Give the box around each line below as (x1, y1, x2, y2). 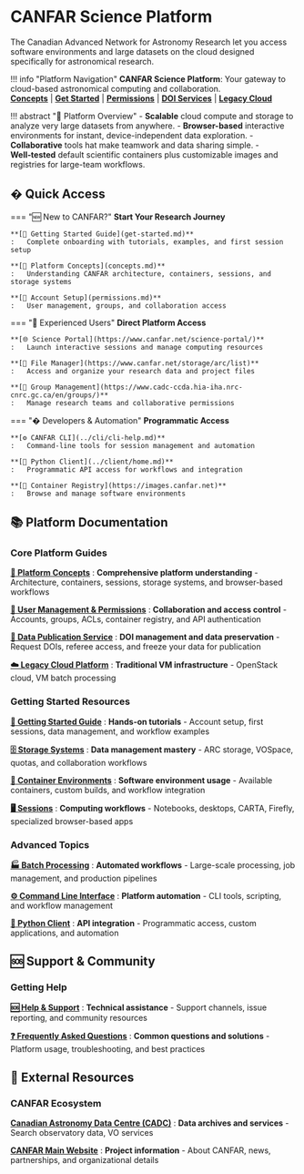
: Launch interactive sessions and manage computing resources (10, 342, 263, 352)
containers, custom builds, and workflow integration (10, 784, 206, 795)
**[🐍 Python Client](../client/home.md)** (10, 457, 174, 466)
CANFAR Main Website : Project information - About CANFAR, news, (10, 1145, 271, 1156)
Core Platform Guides (10, 546, 107, 559)
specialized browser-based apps (10, 815, 134, 826)
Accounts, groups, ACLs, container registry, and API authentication (10, 614, 262, 625)
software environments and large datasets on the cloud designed (10, 46, 255, 56)
